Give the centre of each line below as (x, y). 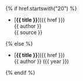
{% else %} (19, 44)
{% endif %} (20, 72)
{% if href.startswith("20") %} (41, 9)
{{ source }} (28, 32)
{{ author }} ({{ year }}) (41, 61)
